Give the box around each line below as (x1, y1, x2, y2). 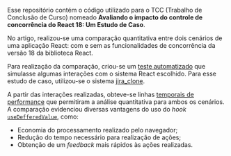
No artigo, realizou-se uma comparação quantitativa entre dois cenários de (7, 34, 223, 42)
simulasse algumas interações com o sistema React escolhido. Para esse (7, 69, 217, 78)
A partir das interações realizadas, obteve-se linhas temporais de (7, 90, 195, 98)
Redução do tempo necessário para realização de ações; (17, 133, 182, 141)
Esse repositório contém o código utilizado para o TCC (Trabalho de (7, 6, 202, 14)
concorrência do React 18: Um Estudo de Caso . (7, 21, 145, 28)
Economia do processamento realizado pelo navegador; (17, 126, 178, 134)
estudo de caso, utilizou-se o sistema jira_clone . (7, 77, 145, 85)
